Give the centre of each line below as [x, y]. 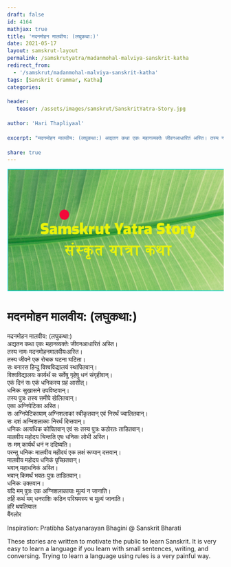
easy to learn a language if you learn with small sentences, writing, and [108, 548]
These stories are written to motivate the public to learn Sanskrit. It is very [112, 541]
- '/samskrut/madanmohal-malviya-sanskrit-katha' [86, 72]
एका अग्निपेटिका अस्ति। [34, 405]
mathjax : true [27, 29]
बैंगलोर [14, 514]
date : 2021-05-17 [32, 44]
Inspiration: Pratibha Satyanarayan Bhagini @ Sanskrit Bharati [94, 528]
